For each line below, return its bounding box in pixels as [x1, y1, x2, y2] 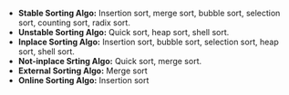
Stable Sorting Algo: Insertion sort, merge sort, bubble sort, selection [17, 8, 281, 18]
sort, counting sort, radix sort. [17, 17, 130, 28]
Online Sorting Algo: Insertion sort [17, 75, 150, 85]
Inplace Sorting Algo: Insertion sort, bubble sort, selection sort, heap [17, 36, 280, 47]
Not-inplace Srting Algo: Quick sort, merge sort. [17, 56, 202, 66]
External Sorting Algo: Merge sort [17, 65, 148, 76]
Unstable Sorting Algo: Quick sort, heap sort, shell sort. [17, 27, 230, 37]
